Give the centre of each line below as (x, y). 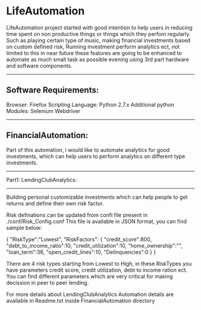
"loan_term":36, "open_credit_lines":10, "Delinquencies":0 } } (81, 252)
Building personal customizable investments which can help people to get (97, 197)
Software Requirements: (53, 90)
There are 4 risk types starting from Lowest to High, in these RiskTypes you (99, 263)
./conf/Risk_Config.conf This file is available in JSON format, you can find (97, 221)
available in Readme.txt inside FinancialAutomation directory (81, 300)
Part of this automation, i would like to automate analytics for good (88, 150)
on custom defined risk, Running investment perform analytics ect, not (93, 47)
